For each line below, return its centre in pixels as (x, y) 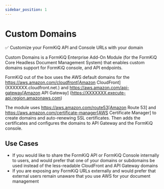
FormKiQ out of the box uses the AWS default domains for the (67, 77)
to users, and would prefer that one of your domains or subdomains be (83, 161)
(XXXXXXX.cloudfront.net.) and (37, 87)
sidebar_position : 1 (26, 10)
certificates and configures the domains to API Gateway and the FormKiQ (79, 123)
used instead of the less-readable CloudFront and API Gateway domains (85, 166)
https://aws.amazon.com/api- (99, 87)
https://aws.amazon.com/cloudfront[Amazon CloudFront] (63, 82)
